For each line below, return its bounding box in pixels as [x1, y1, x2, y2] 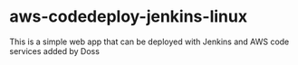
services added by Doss [9, 45, 100, 56]
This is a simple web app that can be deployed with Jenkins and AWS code [9, 36, 290, 47]
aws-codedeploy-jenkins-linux [9, 6, 247, 27]
